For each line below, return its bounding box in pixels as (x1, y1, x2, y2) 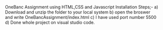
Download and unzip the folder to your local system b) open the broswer (5, 9, 151, 15)
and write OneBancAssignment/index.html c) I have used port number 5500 (5, 15, 157, 20)
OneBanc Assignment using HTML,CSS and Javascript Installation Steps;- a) (5, 4, 159, 10)
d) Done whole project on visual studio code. (5, 19, 95, 25)
